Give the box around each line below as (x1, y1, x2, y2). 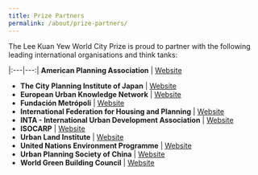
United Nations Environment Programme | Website (19, 140, 192, 150)
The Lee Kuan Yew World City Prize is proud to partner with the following (8, 41, 252, 51)
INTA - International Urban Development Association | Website (19, 115, 234, 124)
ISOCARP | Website (19, 124, 86, 133)
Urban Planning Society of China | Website (19, 149, 165, 159)
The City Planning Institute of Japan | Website (19, 81, 177, 91)
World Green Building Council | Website (19, 157, 155, 167)
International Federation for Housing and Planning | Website (19, 106, 225, 116)
